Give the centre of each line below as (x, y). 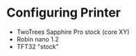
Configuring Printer (64, 13)
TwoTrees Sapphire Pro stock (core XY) (73, 32)
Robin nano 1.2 (38, 39)
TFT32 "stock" (38, 46)
